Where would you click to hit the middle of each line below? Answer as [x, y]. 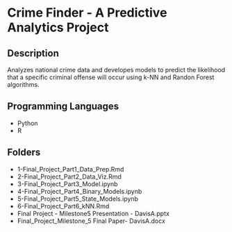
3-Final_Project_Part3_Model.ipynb [67, 184]
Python [27, 123]
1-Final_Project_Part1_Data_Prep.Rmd [71, 169]
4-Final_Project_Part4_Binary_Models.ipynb [80, 191]
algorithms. [23, 84]
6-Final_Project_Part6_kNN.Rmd [63, 206]
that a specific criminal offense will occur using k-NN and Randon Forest [111, 77]
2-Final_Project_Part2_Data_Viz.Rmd [69, 176]
